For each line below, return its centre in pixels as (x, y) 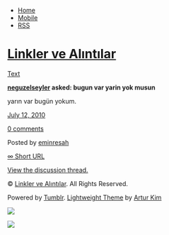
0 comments (25, 129)
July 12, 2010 (27, 115)
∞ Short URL (26, 156)
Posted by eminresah (38, 142)
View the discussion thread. (48, 170)
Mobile (28, 18)
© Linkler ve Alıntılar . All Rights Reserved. (68, 183)
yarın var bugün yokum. (42, 101)
